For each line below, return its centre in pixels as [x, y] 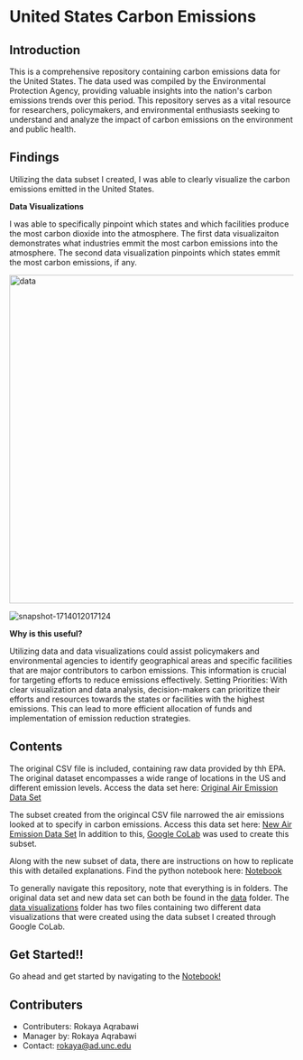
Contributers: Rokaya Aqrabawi [81, 1027]
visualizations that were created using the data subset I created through [143, 916]
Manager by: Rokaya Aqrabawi [79, 1037]
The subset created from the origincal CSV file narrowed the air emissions [147, 814]
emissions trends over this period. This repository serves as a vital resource [150, 100]
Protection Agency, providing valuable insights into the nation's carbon [141, 91]
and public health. [43, 129]
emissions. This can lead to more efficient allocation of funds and [131, 708]
